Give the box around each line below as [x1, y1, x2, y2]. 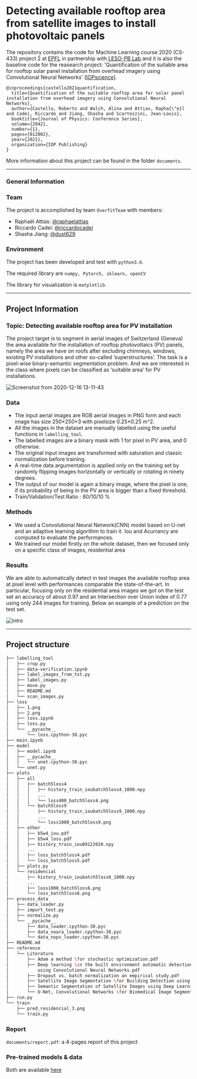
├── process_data [6, 896, 49, 902]
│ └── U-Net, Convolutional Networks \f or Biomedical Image [6, 989, 172, 995]
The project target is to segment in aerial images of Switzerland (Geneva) [6, 335, 184, 342]
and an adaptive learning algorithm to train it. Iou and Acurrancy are [14, 527, 179, 534]
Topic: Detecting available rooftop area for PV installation [6, 321, 173, 330]
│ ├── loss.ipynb [6, 715, 54, 722]
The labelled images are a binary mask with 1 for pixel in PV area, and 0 [14, 437, 187, 444]
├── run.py [6, 995, 33, 1001]
